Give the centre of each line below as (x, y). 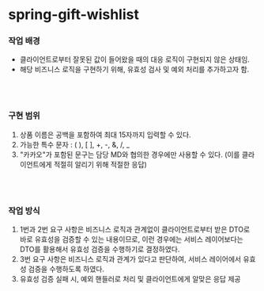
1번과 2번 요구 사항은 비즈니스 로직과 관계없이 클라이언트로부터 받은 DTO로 (135, 230)
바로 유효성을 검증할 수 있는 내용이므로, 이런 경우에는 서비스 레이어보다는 (131, 239)
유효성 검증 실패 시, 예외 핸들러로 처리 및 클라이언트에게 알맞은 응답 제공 (130, 279)
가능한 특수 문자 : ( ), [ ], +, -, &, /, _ (75, 144)
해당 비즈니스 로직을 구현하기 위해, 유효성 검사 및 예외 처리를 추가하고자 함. (134, 70)
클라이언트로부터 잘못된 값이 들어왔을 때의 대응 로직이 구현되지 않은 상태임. (135, 59)
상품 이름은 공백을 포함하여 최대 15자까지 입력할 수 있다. (105, 134)
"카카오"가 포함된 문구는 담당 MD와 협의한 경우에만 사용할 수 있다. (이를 (130, 154)
